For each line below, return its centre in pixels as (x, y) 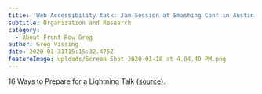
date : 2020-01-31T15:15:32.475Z (61, 52)
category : (24, 30)
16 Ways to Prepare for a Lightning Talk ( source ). (87, 81)
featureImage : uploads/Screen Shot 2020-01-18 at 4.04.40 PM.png (117, 60)
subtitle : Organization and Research (70, 23)
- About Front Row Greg (54, 37)
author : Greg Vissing (44, 45)
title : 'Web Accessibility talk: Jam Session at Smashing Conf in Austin (131, 15)
